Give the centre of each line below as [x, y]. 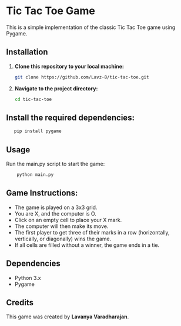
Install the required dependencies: [71, 117]
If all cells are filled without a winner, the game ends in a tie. [87, 245]
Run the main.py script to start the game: [56, 164]
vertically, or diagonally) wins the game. [63, 239]
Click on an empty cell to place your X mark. [68, 220]
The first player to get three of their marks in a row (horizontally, [92, 232]
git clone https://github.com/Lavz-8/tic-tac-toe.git [82, 77]
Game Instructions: [42, 193]
